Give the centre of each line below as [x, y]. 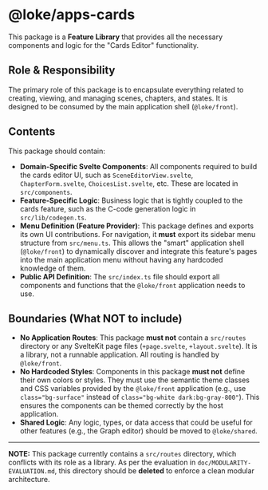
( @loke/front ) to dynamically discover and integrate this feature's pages [138, 251]
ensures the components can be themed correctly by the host [121, 405]
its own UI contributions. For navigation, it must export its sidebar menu [138, 234]
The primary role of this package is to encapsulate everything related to [126, 89]
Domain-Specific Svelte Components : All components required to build [138, 166]
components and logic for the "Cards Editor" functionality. [104, 45]
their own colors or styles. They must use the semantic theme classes [134, 380]
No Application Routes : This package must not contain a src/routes [133, 338]
